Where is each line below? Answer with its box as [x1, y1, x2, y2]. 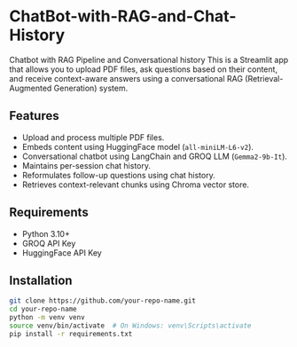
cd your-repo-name [9, 304, 77, 314]
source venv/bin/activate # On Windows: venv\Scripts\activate [9, 321, 252, 330]
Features [9, 108, 59, 123]
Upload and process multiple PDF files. [21, 131, 165, 143]
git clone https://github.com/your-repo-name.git [9, 296, 197, 305]
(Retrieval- [245, 73, 284, 83]
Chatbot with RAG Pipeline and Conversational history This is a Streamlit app [9, 54, 289, 65]
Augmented [9, 83, 52, 93]
